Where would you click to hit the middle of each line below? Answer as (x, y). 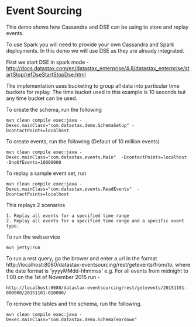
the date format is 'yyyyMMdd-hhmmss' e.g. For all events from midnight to (97, 271)
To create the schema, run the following (54, 109)
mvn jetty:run (23, 247)
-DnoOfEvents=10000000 (34, 162)
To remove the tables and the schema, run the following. (74, 304)
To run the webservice (33, 237)
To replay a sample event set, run (46, 173)
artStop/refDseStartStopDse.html (46, 74)
